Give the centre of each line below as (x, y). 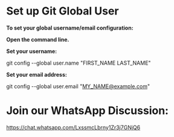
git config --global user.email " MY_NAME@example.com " (78, 86)
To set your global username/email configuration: (70, 28)
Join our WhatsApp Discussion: (88, 111)
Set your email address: (37, 74)
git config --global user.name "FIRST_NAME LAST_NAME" (79, 63)
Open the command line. (38, 39)
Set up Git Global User (63, 11)
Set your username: (32, 51)
